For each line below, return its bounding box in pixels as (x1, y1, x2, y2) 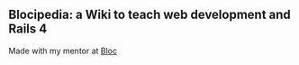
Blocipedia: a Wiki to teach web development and (8, 7, 292, 23)
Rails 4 (8, 22, 48, 37)
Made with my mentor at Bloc (8, 45, 118, 56)
